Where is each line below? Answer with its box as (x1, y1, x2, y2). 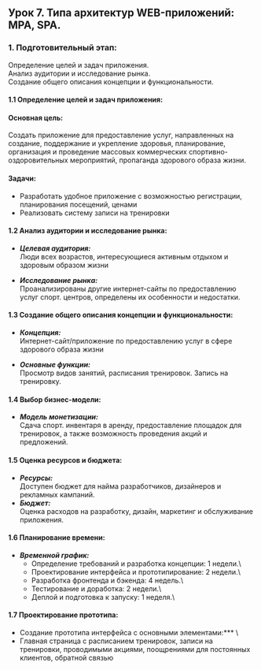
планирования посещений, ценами (19, 199, 138, 209)
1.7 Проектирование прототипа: (8, 610, 119, 620)
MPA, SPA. (8, 19, 61, 32)
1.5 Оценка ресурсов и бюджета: (8, 455, 123, 464)
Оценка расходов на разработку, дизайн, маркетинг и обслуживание (19, 506, 254, 516)
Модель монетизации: (19, 412, 99, 422)
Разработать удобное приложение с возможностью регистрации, (19, 191, 242, 200)
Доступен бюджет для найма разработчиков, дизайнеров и (19, 481, 222, 491)
